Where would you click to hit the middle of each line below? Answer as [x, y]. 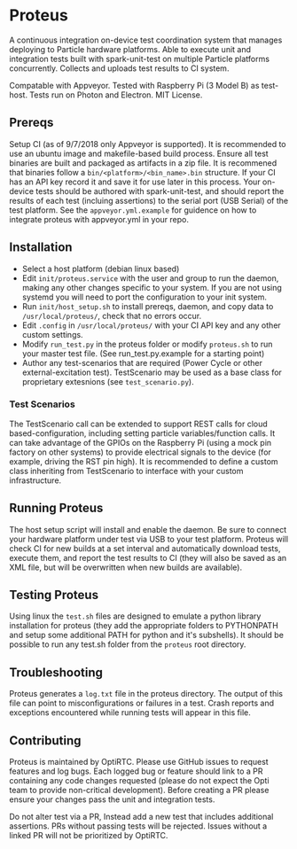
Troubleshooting [56, 672]
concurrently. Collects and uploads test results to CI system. [119, 68]
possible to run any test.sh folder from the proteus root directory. [128, 644]
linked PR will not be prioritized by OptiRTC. [89, 836]
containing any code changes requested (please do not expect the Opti [139, 781]
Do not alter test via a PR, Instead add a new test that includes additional [141, 817]
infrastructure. [35, 480]
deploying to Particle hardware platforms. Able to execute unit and [130, 49]
